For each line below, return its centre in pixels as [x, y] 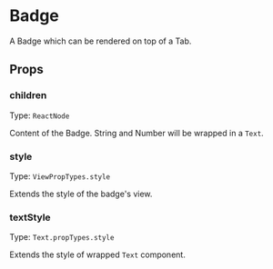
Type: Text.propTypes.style [62, 237]
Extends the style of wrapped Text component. [98, 254]
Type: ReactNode [40, 115]
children [28, 95]
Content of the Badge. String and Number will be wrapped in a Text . [136, 133]
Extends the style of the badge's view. [81, 194]
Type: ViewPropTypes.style [60, 176]
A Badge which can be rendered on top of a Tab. [101, 41]
